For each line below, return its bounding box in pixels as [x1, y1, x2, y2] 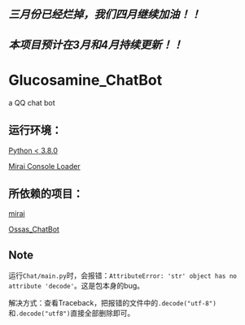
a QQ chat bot [8, 97, 55, 107]
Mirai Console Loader [8, 161, 81, 171]
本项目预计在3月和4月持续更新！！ [8, 37, 183, 51]
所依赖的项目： [8, 186, 84, 201]
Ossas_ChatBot [8, 224, 59, 234]
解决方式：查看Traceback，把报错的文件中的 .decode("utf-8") [8, 298, 217, 308]
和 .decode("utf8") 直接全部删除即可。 [8, 308, 135, 318]
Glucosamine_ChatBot [8, 71, 163, 89]
